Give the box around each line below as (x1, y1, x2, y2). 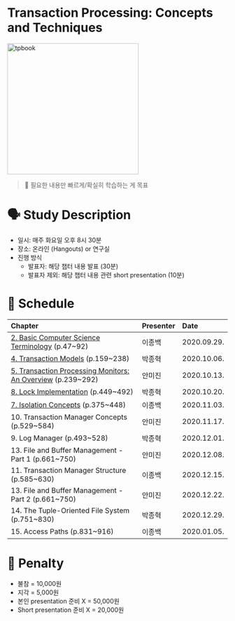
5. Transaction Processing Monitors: (10, 365, 130, 375)
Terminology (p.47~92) (10, 341, 89, 351)
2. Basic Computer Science (10, 333, 100, 342)
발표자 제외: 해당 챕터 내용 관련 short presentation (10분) (27, 270, 185, 279)
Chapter (10, 321, 38, 330)
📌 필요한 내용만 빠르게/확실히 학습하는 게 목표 (24, 180, 149, 189)
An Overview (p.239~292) (10, 374, 99, 384)
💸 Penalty (7, 555, 64, 571)
